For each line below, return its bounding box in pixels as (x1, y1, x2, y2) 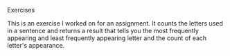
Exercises (7, 6, 35, 14)
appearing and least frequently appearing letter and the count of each (7, 34, 207, 42)
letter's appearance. (7, 41, 65, 49)
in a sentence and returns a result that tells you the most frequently (7, 27, 200, 35)
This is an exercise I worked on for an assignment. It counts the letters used (7, 19, 223, 27)
